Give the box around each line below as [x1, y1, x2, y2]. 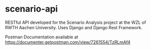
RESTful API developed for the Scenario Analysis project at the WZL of [5, 19, 147, 25]
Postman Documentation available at [5, 34, 79, 40]
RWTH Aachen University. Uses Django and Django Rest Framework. [5, 24, 143, 30]
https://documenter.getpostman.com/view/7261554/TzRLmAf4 [5, 39, 131, 45]
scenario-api [5, 3, 58, 15]
